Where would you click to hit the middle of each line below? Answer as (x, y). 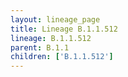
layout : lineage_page (55, 19)
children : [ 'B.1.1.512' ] (62, 57)
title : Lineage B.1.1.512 (64, 29)
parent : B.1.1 (40, 47)
